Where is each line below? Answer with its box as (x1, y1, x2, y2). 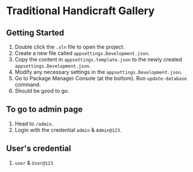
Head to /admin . (14, 120, 53, 127)
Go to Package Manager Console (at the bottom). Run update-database (14, 75, 188, 82)
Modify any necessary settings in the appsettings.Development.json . (14, 69, 182, 75)
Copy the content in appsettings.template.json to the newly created (14, 56, 182, 63)
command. (14, 81, 41, 88)
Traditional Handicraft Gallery (6, 4, 155, 18)
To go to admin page (6, 105, 83, 115)
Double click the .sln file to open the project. (14, 43, 125, 50)
